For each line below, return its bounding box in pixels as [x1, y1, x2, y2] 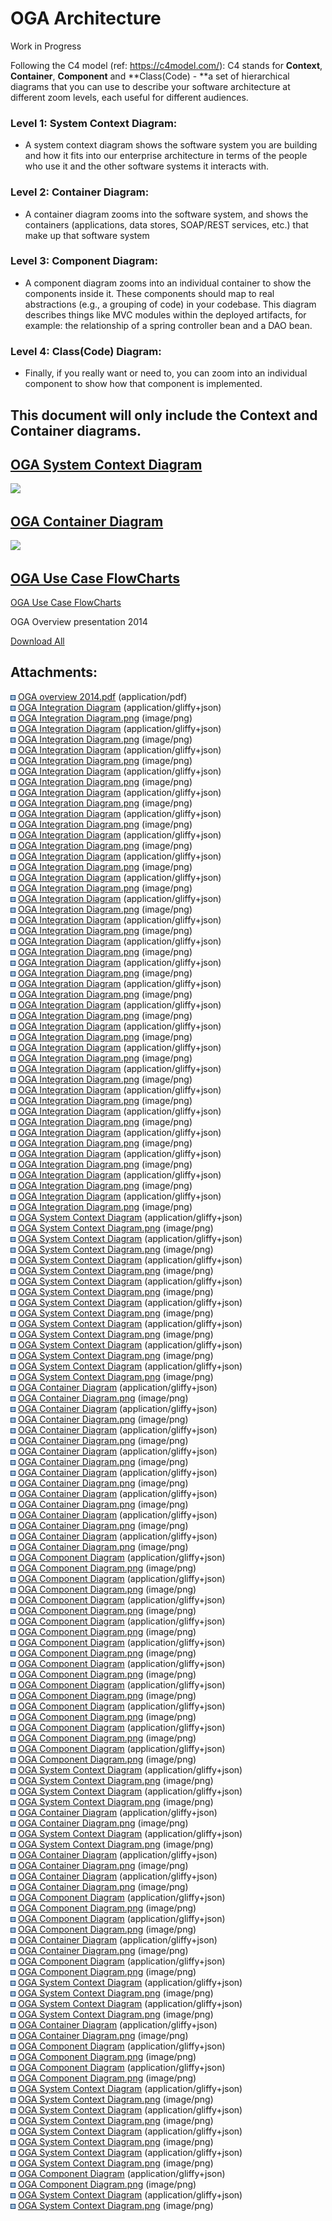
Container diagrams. [10, 422, 142, 439]
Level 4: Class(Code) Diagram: [10, 344, 162, 358]
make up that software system [24, 229, 150, 241]
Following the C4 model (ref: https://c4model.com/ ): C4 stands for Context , [10, 59, 323, 71]
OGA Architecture [10, 7, 162, 30]
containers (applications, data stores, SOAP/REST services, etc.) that [24, 218, 309, 231]
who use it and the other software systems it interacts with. [24, 160, 270, 172]
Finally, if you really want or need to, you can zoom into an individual [24, 367, 308, 379]
